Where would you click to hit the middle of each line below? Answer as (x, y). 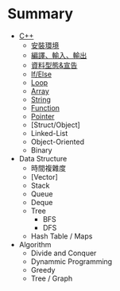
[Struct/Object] (55, 125)
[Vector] (45, 177)
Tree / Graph (52, 278)
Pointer (43, 116)
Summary (40, 14)
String (41, 99)
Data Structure (43, 158)
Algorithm (35, 244)
